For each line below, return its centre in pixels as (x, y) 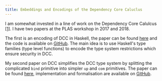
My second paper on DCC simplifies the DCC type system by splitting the (79, 63)
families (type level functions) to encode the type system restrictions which (81, 48)
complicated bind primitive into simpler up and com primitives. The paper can (81, 68)
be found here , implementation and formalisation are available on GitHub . (78, 73)
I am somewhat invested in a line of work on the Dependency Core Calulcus (81, 23)
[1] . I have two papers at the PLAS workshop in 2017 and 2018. (68, 29)
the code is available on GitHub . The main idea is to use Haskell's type (75, 43)
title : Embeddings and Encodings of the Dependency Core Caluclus (74, 10)
